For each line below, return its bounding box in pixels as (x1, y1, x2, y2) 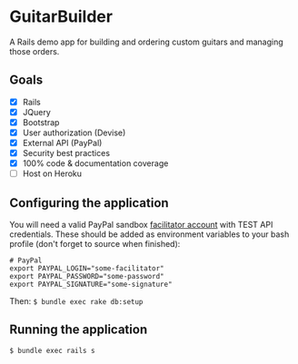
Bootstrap (22, 116, 60, 128)
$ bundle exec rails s (9, 346, 95, 355)
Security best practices (22, 148, 111, 159)
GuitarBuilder (9, 6, 114, 27)
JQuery (22, 106, 52, 117)
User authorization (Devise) (22, 127, 126, 138)
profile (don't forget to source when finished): (9, 239, 181, 250)
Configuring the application (9, 195, 170, 211)
